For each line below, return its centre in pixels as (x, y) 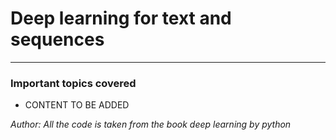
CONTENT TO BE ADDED (77, 105)
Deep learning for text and (121, 18)
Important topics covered (73, 83)
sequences (57, 39)
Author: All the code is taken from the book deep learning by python (151, 124)
